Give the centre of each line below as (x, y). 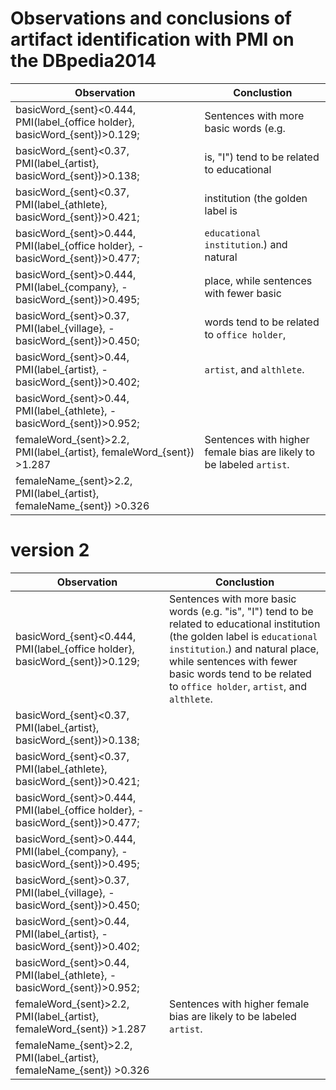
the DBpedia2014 (83, 61)
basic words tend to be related (240, 674)
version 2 (50, 550)
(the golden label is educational (243, 636)
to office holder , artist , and (238, 686)
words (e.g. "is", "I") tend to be (241, 611)
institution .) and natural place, (244, 649)
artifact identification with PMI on (152, 39)
